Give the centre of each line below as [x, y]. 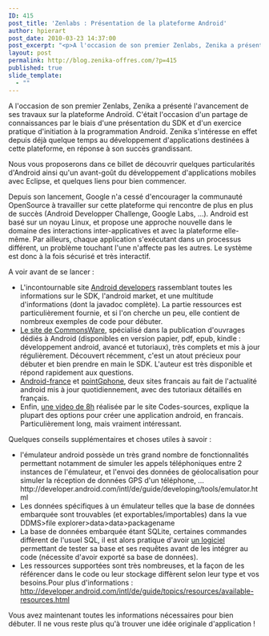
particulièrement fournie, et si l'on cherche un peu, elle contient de [130, 313]
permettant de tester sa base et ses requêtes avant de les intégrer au [134, 548]
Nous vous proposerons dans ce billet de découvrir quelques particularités [132, 164]
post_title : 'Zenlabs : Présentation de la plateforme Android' [118, 23]
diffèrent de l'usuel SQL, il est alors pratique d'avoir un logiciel [122, 540]
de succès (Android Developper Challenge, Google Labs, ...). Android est [128, 213]
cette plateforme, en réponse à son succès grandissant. [100, 148]
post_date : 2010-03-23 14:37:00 [62, 38]
